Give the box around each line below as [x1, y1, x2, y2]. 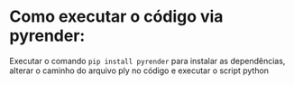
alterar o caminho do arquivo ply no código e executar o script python [9, 65, 269, 76]
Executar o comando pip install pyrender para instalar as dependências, [9, 55, 286, 66]
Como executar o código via [9, 6, 224, 27]
